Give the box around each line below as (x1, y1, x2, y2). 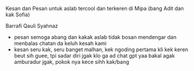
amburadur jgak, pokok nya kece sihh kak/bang (14, 58, 130, 65)
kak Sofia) (5, 11, 31, 18)
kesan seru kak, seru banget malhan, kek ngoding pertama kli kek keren (14, 46, 189, 53)
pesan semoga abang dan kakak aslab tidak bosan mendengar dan (14, 34, 177, 40)
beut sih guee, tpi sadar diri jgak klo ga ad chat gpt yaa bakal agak (14, 52, 175, 59)
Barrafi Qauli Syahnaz (5, 23, 58, 29)
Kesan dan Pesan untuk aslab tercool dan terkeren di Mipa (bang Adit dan (5, 5, 184, 12)
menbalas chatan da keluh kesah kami (14, 40, 107, 47)
